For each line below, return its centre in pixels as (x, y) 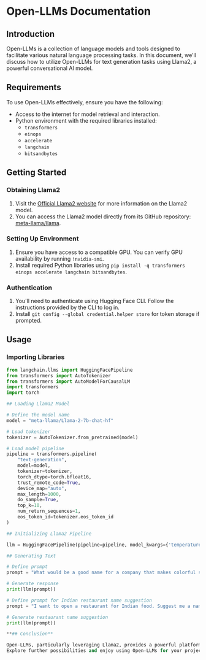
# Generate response (33, 584)
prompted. (28, 321)
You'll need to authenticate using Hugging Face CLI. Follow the (94, 301)
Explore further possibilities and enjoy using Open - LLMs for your (94, 651)
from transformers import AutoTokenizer (59, 375)
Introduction (31, 34)
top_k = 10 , (30, 505)
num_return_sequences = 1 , (49, 511)
